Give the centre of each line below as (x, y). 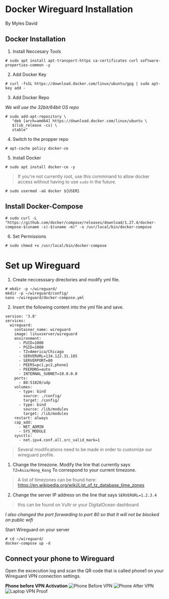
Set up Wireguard (43, 265)
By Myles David (21, 23)
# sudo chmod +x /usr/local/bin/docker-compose (56, 245)
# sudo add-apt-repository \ (36, 116)
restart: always (31, 418)
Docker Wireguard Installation (69, 9)
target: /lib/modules (46, 413)
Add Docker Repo (31, 97)
